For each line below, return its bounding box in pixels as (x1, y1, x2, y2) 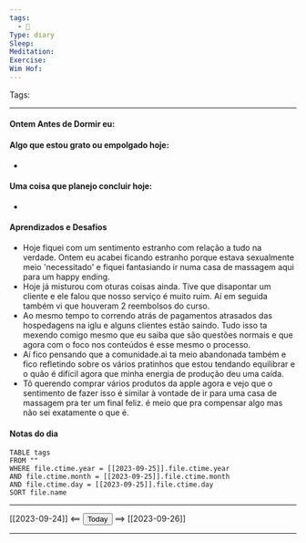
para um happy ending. (22, 271, 111, 283)
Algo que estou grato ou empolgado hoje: (9, 140, 170, 151)
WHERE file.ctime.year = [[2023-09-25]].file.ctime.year (9, 465, 230, 474)
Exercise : (9, 56, 47, 65)
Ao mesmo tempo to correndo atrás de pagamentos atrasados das (22, 310, 273, 321)
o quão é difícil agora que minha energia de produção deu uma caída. (22, 369, 284, 380)
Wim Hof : (9, 65, 43, 74)
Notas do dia (9, 428, 59, 439)
